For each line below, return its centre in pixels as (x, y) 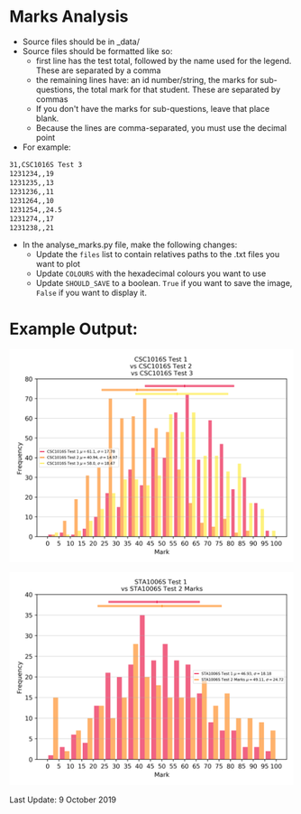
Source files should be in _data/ (81, 42)
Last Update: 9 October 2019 (63, 800)
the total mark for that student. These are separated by (178, 89)
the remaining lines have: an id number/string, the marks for (147, 79)
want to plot (58, 264)
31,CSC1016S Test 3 (46, 164)
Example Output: (73, 329)
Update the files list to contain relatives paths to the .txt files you (158, 254)
